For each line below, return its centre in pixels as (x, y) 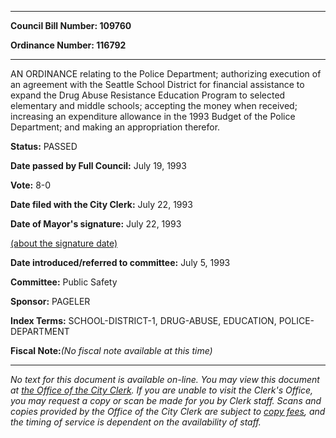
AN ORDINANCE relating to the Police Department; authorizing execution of (166, 74)
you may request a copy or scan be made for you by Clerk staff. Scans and (166, 400)
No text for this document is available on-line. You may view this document (165, 379)
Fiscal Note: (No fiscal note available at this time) (111, 350)
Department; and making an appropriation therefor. (115, 127)
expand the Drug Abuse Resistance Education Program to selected (148, 95)
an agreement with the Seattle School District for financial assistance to (157, 84)
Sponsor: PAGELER (50, 301)
